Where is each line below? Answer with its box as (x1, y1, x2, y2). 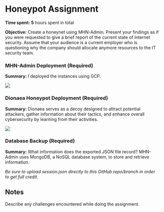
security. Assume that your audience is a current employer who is (5, 39, 138, 45)
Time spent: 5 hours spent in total (5, 20, 74, 25)
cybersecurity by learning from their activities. (5, 116, 98, 122)
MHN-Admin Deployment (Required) (5, 62, 94, 69)
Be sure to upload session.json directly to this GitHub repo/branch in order (5, 168, 155, 174)
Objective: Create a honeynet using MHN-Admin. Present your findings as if (5, 29, 159, 35)
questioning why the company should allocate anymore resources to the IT (5, 45, 156, 50)
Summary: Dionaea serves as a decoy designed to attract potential (5, 106, 141, 112)
